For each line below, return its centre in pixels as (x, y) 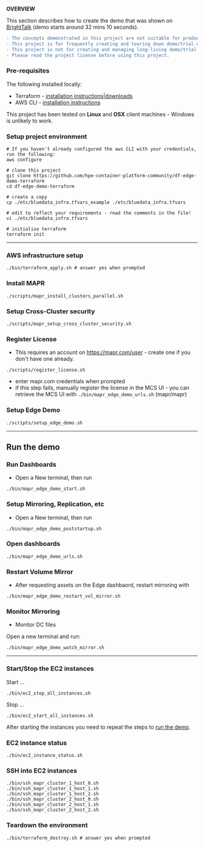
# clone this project (34, 171)
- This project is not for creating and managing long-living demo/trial (102, 49)
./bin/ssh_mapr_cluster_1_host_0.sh (53, 783)
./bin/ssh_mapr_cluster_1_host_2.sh (53, 794)
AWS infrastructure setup (45, 255)
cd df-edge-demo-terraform (40, 186)
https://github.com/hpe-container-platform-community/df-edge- (115, 176)
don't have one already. (45, 359)
